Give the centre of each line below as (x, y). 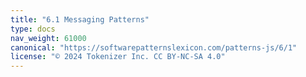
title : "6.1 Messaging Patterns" (80, 19)
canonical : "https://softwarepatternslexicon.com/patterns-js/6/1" (154, 47)
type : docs (33, 29)
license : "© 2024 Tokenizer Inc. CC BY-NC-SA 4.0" (118, 57)
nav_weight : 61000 (48, 38)
